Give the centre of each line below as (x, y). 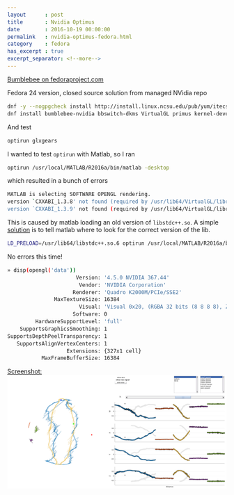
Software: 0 (90, 314)
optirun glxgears (32, 140)
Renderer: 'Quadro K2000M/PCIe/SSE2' (127, 292)
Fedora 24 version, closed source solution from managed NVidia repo (107, 92)
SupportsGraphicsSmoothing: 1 (64, 329)
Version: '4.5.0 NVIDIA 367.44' (123, 277)
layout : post (36, 15)
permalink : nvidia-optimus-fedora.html (70, 37)
